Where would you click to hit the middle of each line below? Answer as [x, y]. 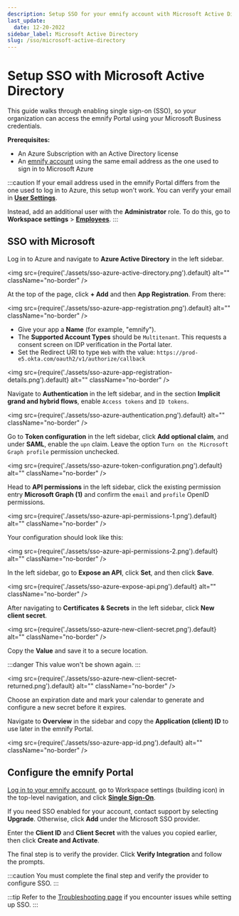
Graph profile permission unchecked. [63, 451]
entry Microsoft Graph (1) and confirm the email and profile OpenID [108, 494]
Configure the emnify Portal [70, 773]
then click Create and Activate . [53, 840]
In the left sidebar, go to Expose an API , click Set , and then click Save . [111, 573]
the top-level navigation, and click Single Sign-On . [82, 797]
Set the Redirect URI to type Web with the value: [86, 352]
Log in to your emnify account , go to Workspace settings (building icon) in [116, 790]
